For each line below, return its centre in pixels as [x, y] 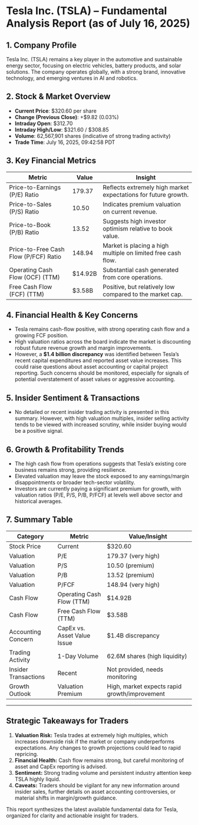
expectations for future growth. [146, 195]
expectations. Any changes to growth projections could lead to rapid [98, 748]
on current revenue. [130, 212]
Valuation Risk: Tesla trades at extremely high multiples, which [91, 735]
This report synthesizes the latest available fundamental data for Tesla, [92, 809]
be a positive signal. [39, 431]
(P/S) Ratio [24, 212]
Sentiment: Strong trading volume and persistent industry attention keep [103, 773]
